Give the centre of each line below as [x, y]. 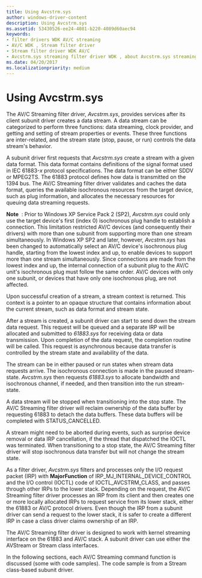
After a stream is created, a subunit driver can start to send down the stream [101, 321]
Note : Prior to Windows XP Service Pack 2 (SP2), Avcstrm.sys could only [98, 214]
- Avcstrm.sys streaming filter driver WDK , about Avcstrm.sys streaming [102, 57]
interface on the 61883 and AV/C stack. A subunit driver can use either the [98, 539]
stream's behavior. [29, 146]
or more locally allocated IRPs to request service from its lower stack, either [100, 502]
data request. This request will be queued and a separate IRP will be [90, 327]
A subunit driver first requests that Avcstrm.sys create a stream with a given [100, 158]
